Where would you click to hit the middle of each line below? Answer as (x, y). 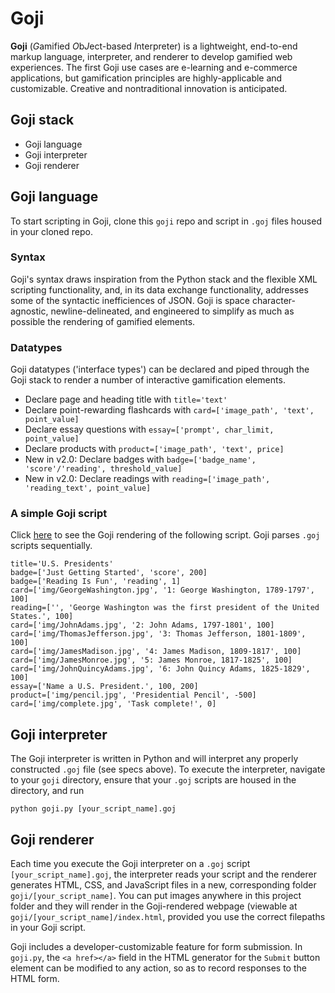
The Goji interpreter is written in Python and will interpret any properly (154, 759)
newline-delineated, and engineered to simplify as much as (172, 311)
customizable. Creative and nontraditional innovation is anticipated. (149, 88)
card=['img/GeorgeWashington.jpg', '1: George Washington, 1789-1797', (162, 590)
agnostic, (29, 311)
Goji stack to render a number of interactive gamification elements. (148, 380)
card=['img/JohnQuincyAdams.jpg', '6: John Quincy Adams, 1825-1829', (160, 669)
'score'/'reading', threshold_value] (103, 469)
